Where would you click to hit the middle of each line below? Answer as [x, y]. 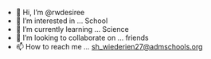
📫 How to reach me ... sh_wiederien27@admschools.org [109, 47]
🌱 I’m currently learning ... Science [72, 29]
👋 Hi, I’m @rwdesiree [50, 12]
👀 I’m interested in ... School [62, 21]
